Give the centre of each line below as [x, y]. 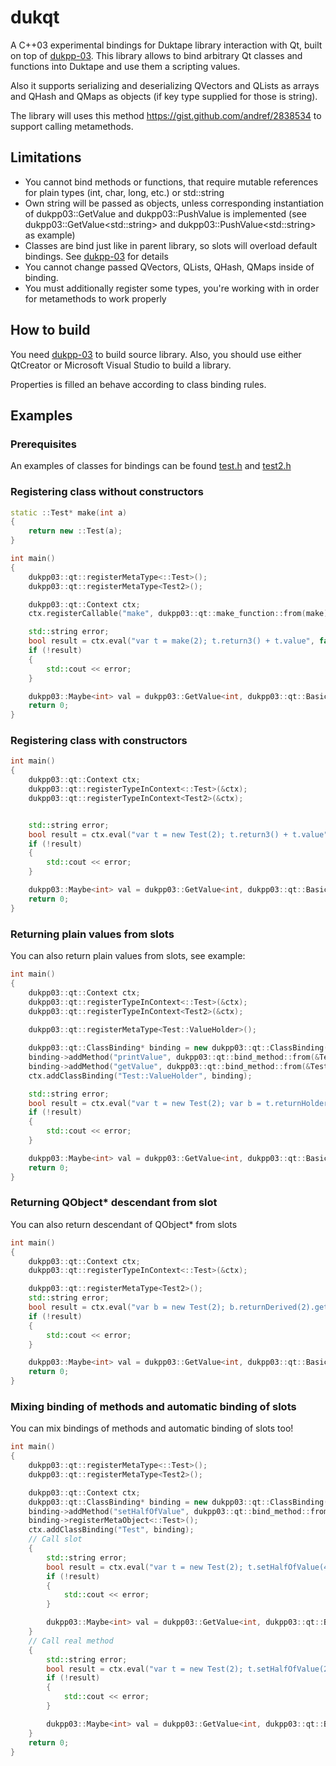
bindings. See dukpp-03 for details [96, 256]
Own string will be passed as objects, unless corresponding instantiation [174, 203]
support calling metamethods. [72, 126]
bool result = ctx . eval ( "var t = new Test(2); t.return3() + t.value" [178, 834]
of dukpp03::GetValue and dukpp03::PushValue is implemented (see [165, 213]
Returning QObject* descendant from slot [114, 1203]
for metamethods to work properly [95, 298]
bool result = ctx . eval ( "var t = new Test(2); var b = [145, 1103]
